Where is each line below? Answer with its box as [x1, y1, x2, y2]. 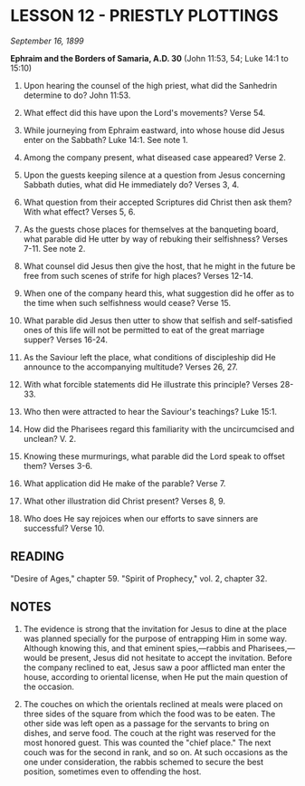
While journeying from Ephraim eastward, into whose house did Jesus [23, 124, 285, 136]
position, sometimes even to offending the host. [23, 766, 202, 777]
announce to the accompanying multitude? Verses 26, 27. [23, 361, 238, 372]
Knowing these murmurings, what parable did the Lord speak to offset [23, 450, 286, 462]
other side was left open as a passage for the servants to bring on [23, 717, 270, 729]
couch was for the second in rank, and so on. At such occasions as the [23, 746, 289, 757]
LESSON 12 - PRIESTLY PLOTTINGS [10, 5, 279, 26]
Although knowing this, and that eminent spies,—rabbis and [23, 642, 247, 653]
